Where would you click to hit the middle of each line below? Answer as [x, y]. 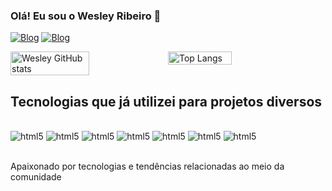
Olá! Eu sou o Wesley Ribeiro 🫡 [86, 16]
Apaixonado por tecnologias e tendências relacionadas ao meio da [147, 166]
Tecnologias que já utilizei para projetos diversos [166, 101]
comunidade [36, 177]
